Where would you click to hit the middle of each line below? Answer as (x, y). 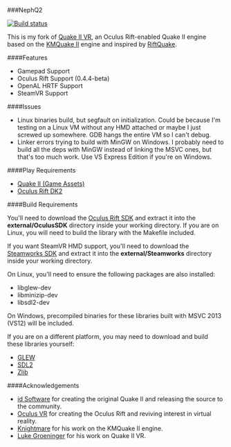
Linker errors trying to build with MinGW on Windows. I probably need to (120, 142)
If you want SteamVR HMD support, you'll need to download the (98, 246)
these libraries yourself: (41, 344)
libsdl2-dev (33, 302)
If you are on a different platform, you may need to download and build (108, 336)
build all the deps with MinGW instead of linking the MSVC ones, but (114, 149)
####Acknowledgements (43, 385)
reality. (27, 421)
